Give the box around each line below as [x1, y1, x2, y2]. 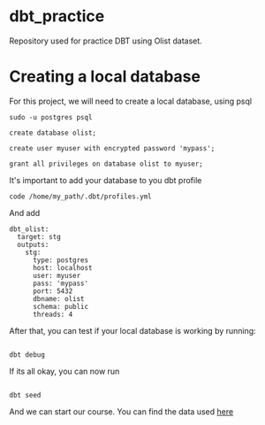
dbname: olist [32, 294, 86, 303]
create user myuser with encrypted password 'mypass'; [9, 143, 216, 152]
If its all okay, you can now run [9, 366, 120, 376]
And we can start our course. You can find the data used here [9, 406, 234, 417]
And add [9, 207, 41, 218]
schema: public [32, 302, 89, 311]
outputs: [17, 240, 49, 249]
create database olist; [9, 128, 97, 137]
